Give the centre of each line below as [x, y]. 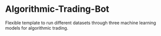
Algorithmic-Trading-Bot [57, 9]
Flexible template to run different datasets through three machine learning [81, 23]
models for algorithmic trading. [37, 28]
